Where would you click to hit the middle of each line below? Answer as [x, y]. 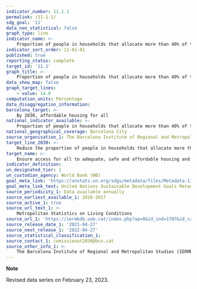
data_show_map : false [33, 83]
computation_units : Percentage [44, 99]
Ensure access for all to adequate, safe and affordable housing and [103, 159]
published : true [26, 55]
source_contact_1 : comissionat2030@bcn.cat [60, 241]
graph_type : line [27, 33]
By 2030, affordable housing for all [63, 115]
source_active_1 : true [34, 203]
